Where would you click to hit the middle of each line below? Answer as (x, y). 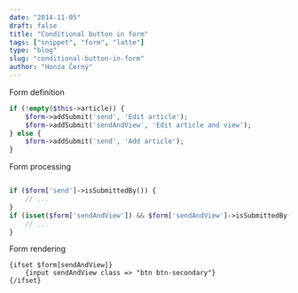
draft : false (33, 26)
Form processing (40, 167)
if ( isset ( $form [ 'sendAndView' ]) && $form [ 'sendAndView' (117, 215)
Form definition (37, 92)
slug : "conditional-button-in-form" (77, 59)
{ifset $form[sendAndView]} (61, 265)
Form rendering (38, 249)
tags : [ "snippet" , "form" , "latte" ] (77, 42)
